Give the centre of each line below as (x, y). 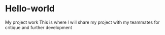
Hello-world (30, 9)
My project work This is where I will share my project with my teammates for (82, 22)
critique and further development (39, 27)
